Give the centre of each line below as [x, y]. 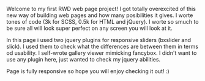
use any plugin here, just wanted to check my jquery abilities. [84, 59]
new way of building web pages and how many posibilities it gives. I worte [100, 15]
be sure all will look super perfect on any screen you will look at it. [89, 28]
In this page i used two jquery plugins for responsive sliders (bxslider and [99, 40]
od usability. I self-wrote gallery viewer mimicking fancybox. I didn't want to [102, 53]
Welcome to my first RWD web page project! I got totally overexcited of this [101, 9]
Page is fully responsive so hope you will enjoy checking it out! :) [88, 71]
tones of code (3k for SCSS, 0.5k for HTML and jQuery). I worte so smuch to [102, 22]
